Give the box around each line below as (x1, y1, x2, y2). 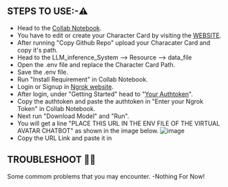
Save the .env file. (17, 68, 69, 76)
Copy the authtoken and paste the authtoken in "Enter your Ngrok (17, 97, 204, 106)
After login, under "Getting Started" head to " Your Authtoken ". (17, 90, 193, 98)
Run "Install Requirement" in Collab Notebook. (17, 75, 148, 83)
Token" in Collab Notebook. (17, 104, 96, 112)
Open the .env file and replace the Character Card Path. (17, 60, 176, 68)
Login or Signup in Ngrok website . (17, 82, 114, 90)
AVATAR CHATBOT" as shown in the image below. (17, 126, 159, 135)
